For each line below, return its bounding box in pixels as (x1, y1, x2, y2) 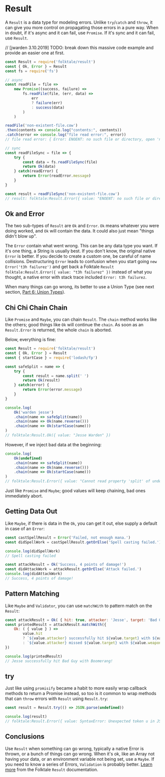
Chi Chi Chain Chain (5, 303, 68, 311)
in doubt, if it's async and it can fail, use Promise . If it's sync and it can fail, (5, 30, 155, 36)
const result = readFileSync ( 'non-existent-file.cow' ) (5, 191, 120, 196)
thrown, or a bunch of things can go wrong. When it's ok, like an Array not (5, 751, 155, 757)
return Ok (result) (23, 378, 60, 383)
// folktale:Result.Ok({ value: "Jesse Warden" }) (5, 433, 111, 438)
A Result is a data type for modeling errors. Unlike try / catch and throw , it (5, 19, 153, 25)
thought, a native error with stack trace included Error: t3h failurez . (5, 274, 147, 280)
